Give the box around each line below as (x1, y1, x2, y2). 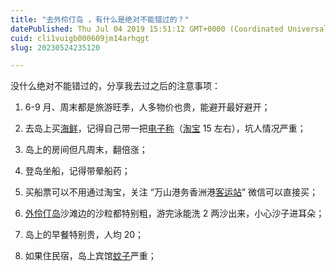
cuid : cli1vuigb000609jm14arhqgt (10, 33, 150, 43)
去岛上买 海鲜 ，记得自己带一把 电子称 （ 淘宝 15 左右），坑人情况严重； (24, 122, 307, 135)
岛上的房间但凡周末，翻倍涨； (24, 144, 148, 156)
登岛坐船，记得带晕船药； (24, 165, 131, 177)
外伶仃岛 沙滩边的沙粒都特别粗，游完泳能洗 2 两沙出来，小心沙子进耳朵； (24, 207, 325, 220)
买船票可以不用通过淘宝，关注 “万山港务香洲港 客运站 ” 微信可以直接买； (24, 186, 319, 198)
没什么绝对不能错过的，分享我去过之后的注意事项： (10, 80, 221, 92)
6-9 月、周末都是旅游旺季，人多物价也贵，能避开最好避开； (24, 101, 271, 113)
